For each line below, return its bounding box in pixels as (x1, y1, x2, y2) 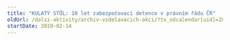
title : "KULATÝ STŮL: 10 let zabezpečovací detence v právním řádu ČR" (7, 9, 216, 17)
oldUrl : (7, 16, 29, 23)
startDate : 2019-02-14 (7, 22, 72, 29)
